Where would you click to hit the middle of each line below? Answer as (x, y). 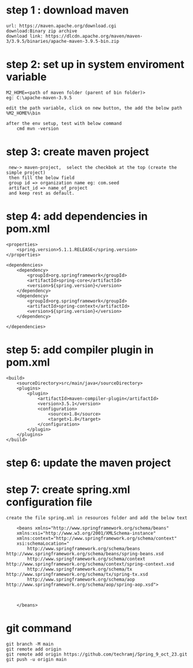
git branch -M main (30, 644)
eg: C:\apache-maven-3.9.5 (39, 97)
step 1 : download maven (67, 10)
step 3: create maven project (78, 152)
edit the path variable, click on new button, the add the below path (94, 108)
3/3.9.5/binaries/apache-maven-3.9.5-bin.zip (62, 41)
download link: (25, 36)
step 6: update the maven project (89, 463)
